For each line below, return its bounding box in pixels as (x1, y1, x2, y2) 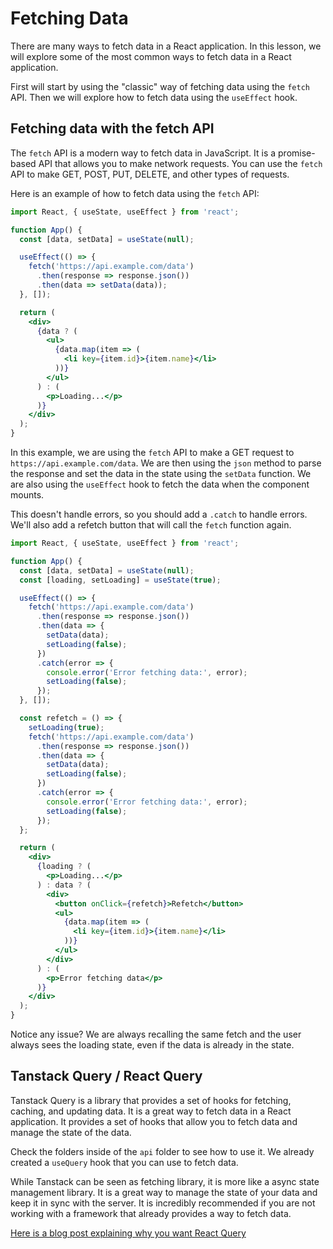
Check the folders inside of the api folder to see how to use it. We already (10, 1145, 315, 1157)
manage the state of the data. (10, 1126, 132, 1138)
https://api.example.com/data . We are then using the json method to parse (10, 457, 322, 469)
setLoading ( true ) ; (28, 722, 105, 732)
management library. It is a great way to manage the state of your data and (10, 1186, 318, 1198)
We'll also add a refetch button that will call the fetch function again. (10, 519, 292, 531)
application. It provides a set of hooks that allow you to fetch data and (10, 1115, 298, 1127)
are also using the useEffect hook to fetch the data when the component (10, 478, 310, 490)
